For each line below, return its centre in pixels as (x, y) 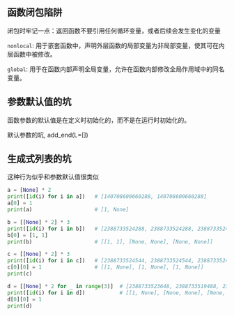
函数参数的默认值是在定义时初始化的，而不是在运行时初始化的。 (99, 120)
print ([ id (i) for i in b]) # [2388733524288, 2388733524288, (101, 229)
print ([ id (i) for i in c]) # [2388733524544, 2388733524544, (101, 261)
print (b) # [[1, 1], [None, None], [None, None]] (110, 242)
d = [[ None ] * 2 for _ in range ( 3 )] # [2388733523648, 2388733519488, (113, 286)
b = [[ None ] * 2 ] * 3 (39, 222)
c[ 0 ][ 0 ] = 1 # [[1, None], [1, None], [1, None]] (106, 267)
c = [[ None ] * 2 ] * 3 (39, 254)
